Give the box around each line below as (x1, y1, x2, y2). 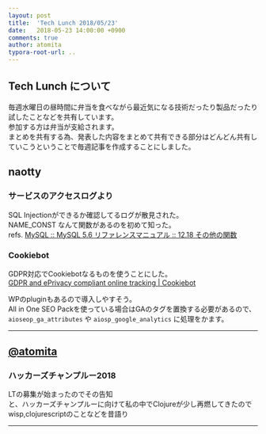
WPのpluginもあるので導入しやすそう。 (8, 294, 137, 303)
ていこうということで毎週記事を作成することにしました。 (8, 142, 196, 151)
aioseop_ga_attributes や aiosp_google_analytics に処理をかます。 (8, 314, 229, 323)
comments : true (8, 33, 59, 42)
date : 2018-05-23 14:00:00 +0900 (8, 26, 126, 34)
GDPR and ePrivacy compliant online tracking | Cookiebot (8, 278, 196, 287)
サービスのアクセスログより (8, 191, 113, 202)
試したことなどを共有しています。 (8, 112, 119, 121)
